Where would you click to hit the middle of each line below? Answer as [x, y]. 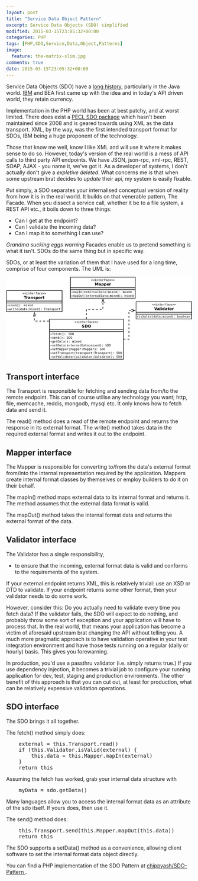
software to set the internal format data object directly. [72, 854]
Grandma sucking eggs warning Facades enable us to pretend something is [98, 244]
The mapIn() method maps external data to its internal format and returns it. [98, 497]
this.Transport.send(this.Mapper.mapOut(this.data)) [97, 830]
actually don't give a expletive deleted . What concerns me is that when [92, 172]
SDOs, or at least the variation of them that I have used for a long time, [92, 262]
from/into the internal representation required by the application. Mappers [96, 473]
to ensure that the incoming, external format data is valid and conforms [101, 565]
